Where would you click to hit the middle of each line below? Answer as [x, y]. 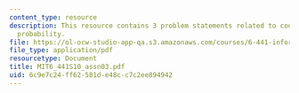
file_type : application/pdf [61, 50]
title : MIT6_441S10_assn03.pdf [67, 67]
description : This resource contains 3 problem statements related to [143, 26]
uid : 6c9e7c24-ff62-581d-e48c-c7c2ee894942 [91, 75]
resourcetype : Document [53, 58]
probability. [41, 34]
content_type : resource [53, 17]
